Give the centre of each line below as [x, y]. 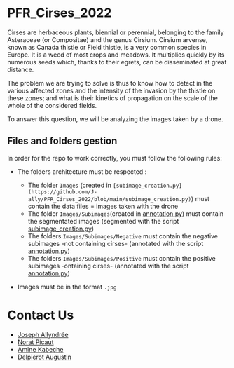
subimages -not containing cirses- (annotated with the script [116, 243]
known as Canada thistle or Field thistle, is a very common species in [107, 47]
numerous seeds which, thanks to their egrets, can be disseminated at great [117, 62]
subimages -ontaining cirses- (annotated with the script [108, 266]
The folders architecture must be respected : [82, 171]
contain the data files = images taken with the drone [103, 206]
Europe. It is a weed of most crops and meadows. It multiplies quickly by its [116, 55]
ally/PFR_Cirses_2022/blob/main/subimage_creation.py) [109, 199]
